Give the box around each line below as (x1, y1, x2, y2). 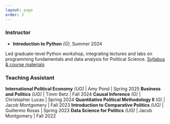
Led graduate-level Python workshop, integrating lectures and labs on (5, 51, 153, 57)
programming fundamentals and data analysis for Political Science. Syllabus (5, 56, 165, 62)
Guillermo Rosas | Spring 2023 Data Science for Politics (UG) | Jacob (5, 108, 152, 114)
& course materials (5, 61, 45, 67)
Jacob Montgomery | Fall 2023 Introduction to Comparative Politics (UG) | (5, 102, 164, 108)
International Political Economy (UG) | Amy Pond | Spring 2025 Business (5, 86, 161, 92)
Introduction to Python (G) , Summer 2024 (12, 40, 103, 46)
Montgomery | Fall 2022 (5, 113, 56, 119)
